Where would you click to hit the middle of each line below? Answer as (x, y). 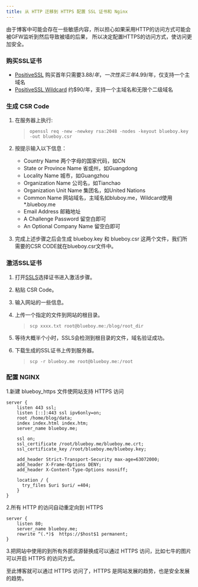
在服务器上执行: (34, 120)
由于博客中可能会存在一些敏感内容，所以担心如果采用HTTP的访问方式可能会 (98, 29)
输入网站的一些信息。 (40, 302)
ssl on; (26, 439)
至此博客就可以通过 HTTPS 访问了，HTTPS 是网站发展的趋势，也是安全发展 (98, 570)
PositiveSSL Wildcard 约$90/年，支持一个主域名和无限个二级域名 (94, 89)
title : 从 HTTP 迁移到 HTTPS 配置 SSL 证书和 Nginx (67, 12)
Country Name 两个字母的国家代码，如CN (74, 161)
